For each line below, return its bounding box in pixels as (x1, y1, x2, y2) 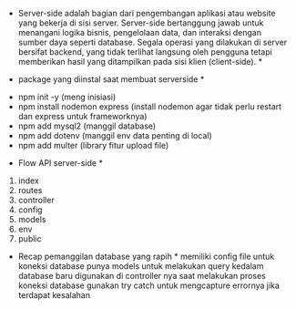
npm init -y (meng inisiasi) (17, 91, 117, 102)
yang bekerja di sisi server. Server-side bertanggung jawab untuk (17, 17, 264, 28)
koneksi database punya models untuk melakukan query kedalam (17, 261, 264, 272)
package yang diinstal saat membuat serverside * (17, 74, 205, 85)
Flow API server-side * (17, 158, 103, 168)
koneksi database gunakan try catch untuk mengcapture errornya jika (17, 280, 281, 291)
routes (17, 185, 43, 195)
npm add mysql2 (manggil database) (17, 120, 157, 131)
